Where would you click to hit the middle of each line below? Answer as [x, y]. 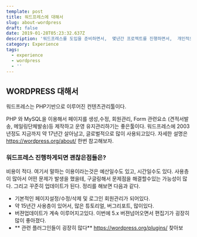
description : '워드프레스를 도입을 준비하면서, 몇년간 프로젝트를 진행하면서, [89, 39]
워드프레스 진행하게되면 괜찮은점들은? [56, 158]
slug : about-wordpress [34, 22]
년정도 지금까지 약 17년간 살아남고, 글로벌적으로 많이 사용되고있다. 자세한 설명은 [97, 134]
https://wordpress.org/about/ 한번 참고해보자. [60, 141]
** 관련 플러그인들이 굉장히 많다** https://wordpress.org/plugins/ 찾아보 [99, 228]
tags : [13, 50]
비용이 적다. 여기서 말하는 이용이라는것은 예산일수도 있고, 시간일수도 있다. [90, 171]
